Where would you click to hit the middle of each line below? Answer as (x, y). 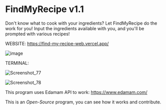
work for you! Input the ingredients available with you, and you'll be (75, 28)
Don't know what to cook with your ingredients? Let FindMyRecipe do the (81, 23)
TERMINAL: (17, 63)
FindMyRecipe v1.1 (45, 9)
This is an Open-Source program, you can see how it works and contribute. (83, 102)
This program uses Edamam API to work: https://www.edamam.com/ (76, 92)
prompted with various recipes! (37, 34)
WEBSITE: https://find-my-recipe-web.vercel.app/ (57, 43)
